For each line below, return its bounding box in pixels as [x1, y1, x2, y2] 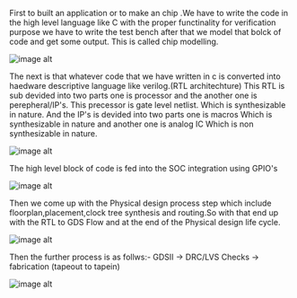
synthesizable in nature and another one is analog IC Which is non [9, 118, 254, 129]
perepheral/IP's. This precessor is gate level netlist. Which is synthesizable [9, 100, 286, 110]
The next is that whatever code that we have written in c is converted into [9, 71, 281, 82]
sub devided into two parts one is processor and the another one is [9, 90, 258, 101]
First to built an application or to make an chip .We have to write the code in [9, 8, 289, 18]
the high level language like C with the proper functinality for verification [9, 17, 276, 28]
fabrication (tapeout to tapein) [9, 261, 121, 272]
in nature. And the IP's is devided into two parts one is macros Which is [9, 110, 273, 119]
